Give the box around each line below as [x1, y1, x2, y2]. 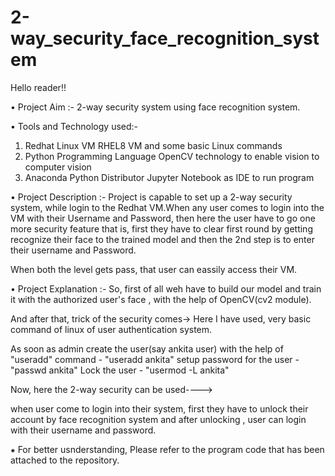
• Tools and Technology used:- [10, 120, 139, 132]
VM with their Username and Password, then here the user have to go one [10, 212, 316, 224]
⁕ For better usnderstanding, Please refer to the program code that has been [10, 443, 325, 455]
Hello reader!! [10, 81, 67, 93]
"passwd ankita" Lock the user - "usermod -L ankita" [10, 364, 230, 376]
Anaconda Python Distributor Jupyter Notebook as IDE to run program [24, 171, 315, 183]
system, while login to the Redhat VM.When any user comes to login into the [10, 201, 325, 213]
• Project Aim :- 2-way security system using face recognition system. [10, 101, 301, 113]
